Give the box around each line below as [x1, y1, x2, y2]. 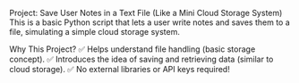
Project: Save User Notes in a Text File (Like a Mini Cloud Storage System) [9, 8, 283, 18]
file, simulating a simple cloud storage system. [9, 27, 181, 37]
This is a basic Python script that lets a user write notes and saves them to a [9, 17, 291, 28]
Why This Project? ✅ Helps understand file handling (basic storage [9, 44, 256, 54]
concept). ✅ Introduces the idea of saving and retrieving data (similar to [9, 54, 274, 64]
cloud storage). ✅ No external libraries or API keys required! [9, 64, 230, 74]
